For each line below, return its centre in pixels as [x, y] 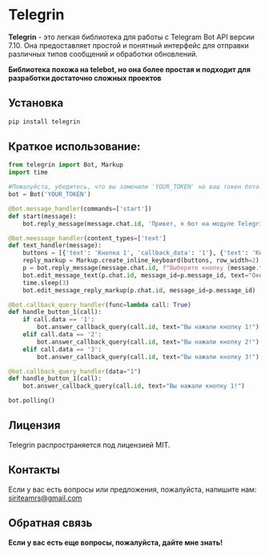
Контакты [34, 470]
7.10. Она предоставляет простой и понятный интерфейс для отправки [129, 45]
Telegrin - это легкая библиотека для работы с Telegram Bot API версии [131, 37]
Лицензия [34, 426]
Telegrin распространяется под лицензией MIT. [89, 444]
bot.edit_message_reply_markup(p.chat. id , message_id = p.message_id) [139, 290]
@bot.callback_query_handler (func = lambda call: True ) [100, 305]
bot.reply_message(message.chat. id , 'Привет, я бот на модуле [128, 223]
